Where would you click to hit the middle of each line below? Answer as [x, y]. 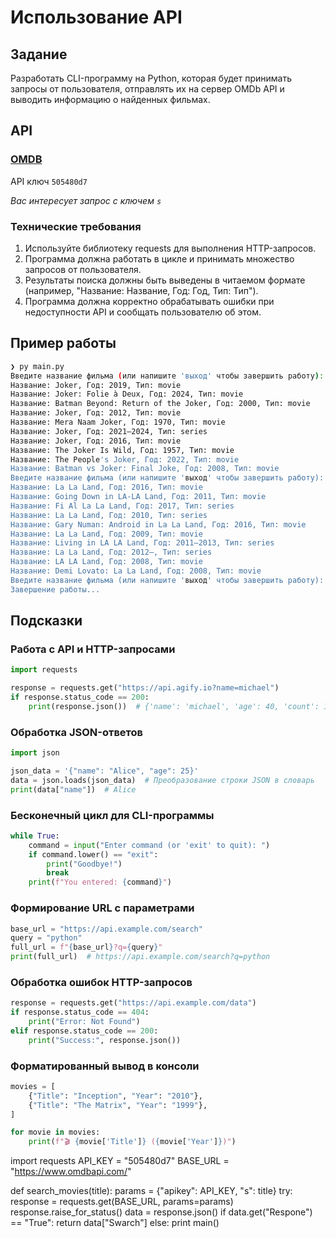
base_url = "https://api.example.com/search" [106, 929]
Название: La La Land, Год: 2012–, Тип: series [111, 552]
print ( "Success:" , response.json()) [105, 1040]
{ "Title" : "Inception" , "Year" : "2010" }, [115, 1096]
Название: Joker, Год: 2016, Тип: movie [96, 441]
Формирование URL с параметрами [102, 908]
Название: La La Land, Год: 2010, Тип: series [109, 515]
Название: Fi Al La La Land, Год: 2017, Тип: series [122, 506]
